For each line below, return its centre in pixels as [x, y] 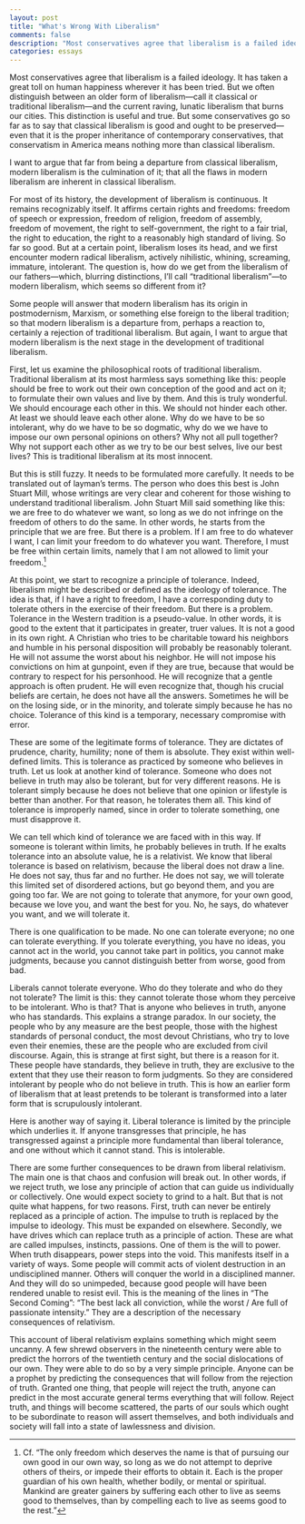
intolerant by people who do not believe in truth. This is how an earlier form [150, 1084]
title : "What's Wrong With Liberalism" [85, 26]
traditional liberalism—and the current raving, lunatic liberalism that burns [147, 106]
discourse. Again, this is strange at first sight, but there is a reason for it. [144, 1055]
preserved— [261, 126]
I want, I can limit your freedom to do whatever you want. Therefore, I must [149, 542]
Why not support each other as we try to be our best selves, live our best [146, 447]
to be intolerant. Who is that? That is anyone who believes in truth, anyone [148, 1007]
